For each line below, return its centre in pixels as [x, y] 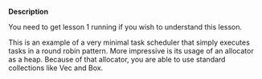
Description [29, 12]
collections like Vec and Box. [56, 68]
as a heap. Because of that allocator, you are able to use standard [117, 59]
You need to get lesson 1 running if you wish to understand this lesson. [125, 27]
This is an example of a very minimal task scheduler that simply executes [129, 42]
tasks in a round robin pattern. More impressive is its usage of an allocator [131, 51]
